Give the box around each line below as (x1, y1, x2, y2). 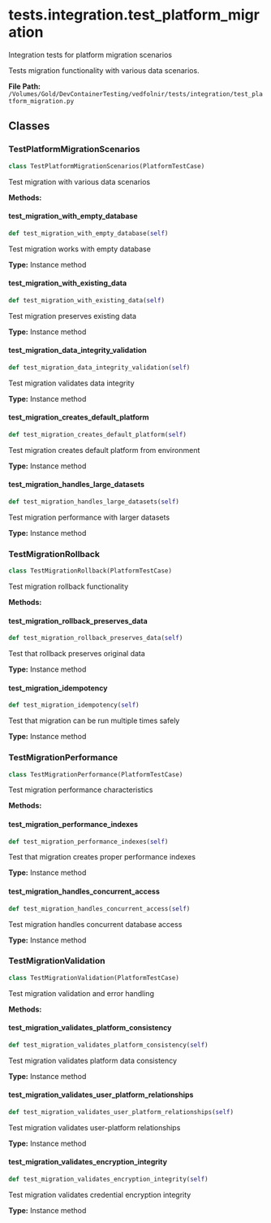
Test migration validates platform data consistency (8, 1055, 177, 1065)
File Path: (8, 81, 41, 91)
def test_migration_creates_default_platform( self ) (8, 430, 187, 438)
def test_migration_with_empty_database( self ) (8, 229, 169, 237)
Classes (8, 120, 50, 133)
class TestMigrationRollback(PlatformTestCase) (8, 567, 173, 575)
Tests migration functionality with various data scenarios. (8, 65, 200, 75)
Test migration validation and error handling (8, 988, 154, 998)
